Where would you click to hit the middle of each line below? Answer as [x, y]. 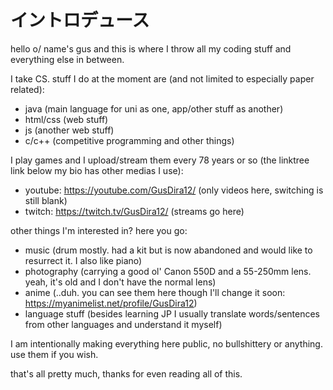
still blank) [46, 200]
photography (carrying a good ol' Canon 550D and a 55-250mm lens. [168, 271]
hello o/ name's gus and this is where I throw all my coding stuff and [151, 48]
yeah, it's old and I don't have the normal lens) [120, 282]
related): [27, 89]
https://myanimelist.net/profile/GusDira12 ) [111, 303]
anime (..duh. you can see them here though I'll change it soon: [155, 292]
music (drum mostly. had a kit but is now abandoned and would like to [168, 250]
